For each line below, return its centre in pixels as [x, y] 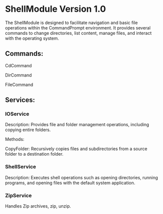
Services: [20, 100]
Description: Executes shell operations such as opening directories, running [81, 177]
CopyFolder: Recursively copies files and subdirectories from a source [76, 149]
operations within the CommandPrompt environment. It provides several [78, 27]
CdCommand [18, 65]
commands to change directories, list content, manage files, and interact [78, 33]
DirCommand [18, 75]
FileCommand [19, 84]
